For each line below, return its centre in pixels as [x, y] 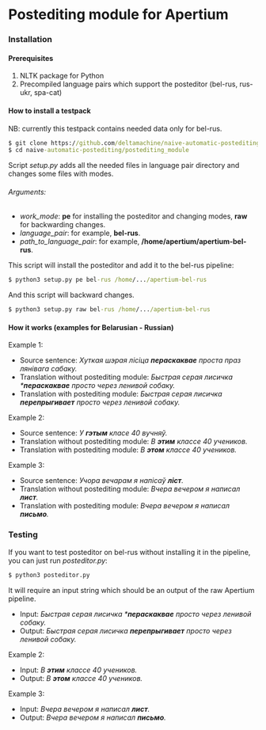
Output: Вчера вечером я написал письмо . [93, 717]
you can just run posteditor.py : [58, 561]
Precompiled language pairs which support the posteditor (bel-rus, [129, 84]
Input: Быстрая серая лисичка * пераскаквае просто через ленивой [135, 614]
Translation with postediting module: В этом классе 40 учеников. [128, 450]
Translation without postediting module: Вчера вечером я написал [130, 489]
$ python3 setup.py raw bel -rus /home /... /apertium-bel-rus [110, 310]
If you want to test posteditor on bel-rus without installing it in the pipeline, [129, 552]
